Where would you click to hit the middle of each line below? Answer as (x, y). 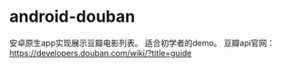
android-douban (73, 17)
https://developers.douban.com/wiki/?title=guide (101, 53)
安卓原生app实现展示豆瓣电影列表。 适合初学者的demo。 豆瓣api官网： (142, 43)
